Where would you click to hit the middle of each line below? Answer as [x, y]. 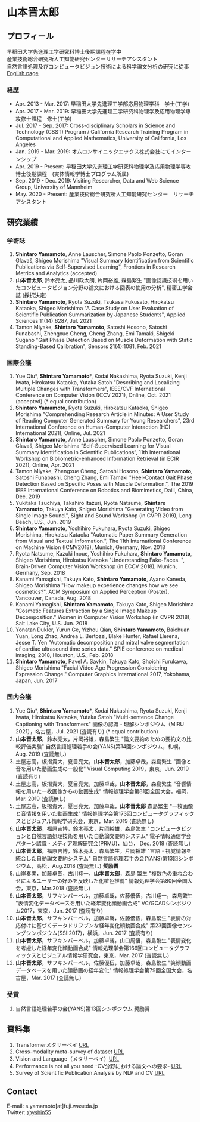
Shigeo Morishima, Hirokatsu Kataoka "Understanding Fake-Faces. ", [100, 560]
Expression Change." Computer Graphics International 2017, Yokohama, [103, 674]
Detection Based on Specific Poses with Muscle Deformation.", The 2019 [104, 484]
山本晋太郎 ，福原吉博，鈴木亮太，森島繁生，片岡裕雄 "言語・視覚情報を [104, 850]
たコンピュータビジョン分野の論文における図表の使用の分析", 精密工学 [101, 288]
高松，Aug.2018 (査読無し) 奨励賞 [77, 865]
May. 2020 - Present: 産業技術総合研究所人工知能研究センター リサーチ [104, 194]
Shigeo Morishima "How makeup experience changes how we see [97, 585]
